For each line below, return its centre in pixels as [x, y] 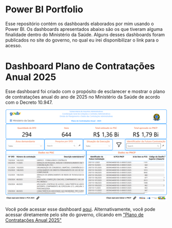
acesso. [14, 45]
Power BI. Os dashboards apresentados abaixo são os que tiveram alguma [84, 29]
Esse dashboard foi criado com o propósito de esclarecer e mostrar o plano [85, 91]
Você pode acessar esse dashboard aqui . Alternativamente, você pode [80, 210]
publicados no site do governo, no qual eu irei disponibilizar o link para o [82, 40]
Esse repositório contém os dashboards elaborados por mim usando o [80, 24]
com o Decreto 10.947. [29, 102]
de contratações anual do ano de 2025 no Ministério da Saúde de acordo [83, 97]
